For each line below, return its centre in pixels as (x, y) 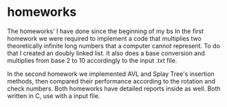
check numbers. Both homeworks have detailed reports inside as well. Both (114, 88)
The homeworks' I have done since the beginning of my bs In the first (106, 31)
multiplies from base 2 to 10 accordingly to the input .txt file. (92, 60)
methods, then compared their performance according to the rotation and (111, 81)
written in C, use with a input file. (54, 96)
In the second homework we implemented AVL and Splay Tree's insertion (111, 74)
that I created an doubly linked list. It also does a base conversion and (106, 53)
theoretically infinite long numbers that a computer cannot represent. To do (113, 46)
